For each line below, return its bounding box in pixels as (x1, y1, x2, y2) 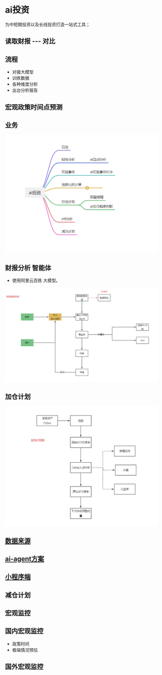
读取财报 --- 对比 (5, 37, 56, 45)
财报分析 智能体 (5, 263, 51, 272)
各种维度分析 (12, 81, 38, 87)
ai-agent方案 (5, 555, 45, 563)
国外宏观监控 (5, 663, 44, 671)
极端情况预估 (12, 647, 38, 653)
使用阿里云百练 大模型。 (12, 278, 61, 283)
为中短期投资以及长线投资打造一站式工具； (5, 21, 90, 27)
